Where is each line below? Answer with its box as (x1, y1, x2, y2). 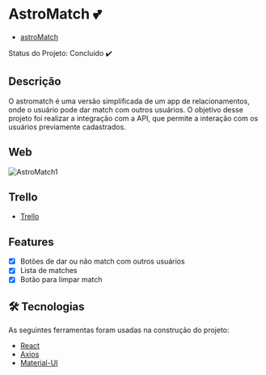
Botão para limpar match (19, 275, 103, 284)
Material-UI (19, 358, 58, 368)
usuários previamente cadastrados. (8, 122, 127, 132)
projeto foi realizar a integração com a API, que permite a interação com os (8, 113, 259, 123)
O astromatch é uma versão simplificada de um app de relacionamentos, (8, 96, 251, 106)
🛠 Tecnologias (8, 300, 85, 314)
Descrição (8, 74, 61, 89)
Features (8, 235, 54, 249)
